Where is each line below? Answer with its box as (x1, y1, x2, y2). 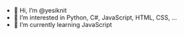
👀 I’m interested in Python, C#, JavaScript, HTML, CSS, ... (13, 13, 177, 22)
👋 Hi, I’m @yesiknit (13, 7, 67, 14)
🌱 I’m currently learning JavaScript (13, 21, 112, 28)
